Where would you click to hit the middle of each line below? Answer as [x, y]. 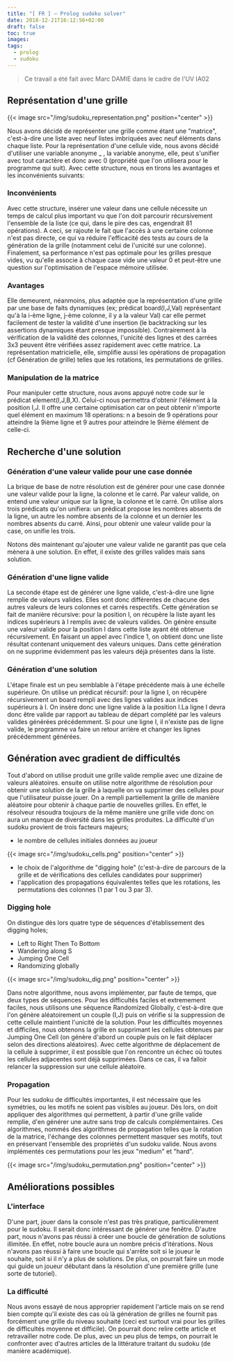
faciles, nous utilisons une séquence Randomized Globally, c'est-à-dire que [115, 1007]
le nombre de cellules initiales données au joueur [87, 840]
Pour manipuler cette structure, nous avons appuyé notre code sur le [106, 393]
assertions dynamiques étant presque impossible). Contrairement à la [107, 330]
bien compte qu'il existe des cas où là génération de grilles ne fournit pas [112, 1314]
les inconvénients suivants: [46, 175]
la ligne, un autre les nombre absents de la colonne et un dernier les [104, 516]
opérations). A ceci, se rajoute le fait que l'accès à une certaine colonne [110, 230]
